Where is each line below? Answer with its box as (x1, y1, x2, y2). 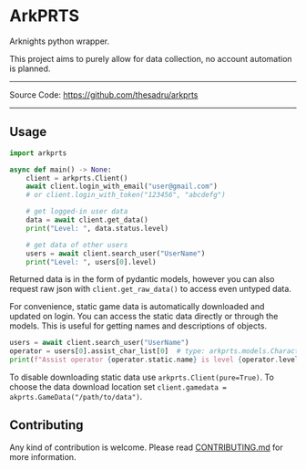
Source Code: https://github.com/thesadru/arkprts (9, 89, 199, 100)
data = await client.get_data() (25, 215, 148, 225)
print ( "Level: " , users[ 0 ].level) (25, 257, 157, 266)
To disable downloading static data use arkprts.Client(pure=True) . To (9, 371, 275, 382)
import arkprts (9, 148, 67, 158)
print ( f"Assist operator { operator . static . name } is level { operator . (9, 355, 280, 365)
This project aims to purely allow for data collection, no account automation (9, 53, 293, 64)
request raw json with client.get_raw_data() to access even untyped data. (9, 284, 291, 295)
